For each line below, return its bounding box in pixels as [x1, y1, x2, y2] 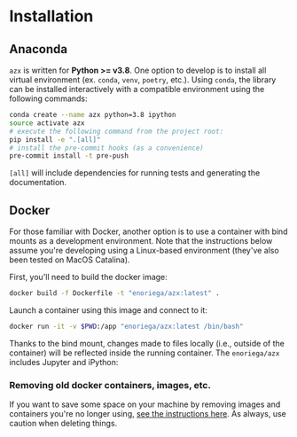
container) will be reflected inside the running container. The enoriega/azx [9, 347, 280, 358]
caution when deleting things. [9, 418, 118, 429]
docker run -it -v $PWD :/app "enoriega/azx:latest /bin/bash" [9, 322, 244, 331]
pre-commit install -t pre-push [9, 152, 129, 160]
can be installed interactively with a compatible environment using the [9, 84, 265, 94]
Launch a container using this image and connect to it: [9, 304, 208, 316]
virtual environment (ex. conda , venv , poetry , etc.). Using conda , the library [9, 74, 277, 85]
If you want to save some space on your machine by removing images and [9, 399, 281, 410]
